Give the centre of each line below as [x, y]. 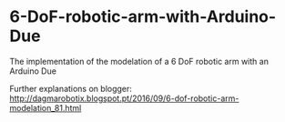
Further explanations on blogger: [71, 88]
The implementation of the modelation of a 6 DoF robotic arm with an [139, 61]
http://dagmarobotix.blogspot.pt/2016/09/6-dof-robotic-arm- [124, 98]
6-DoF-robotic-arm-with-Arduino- [143, 17]
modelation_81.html [46, 107]
